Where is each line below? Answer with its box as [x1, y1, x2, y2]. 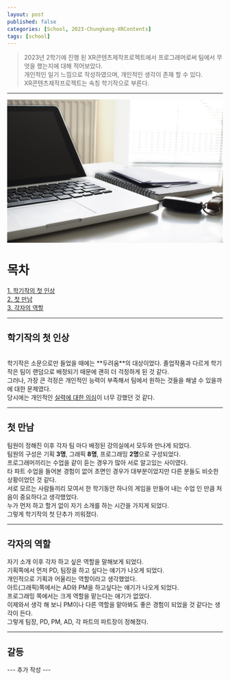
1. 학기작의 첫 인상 [7, 286, 55, 294]
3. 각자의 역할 [7, 303, 44, 312]
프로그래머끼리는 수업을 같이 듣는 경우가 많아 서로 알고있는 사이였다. [7, 458, 188, 467]
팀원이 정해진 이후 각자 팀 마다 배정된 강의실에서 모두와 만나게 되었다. [7, 441, 192, 449]
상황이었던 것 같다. [7, 476, 57, 484]
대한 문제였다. [14, 384, 51, 392]
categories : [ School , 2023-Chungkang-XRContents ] [7, 25, 152, 32]
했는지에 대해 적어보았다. [36, 62, 103, 70]
